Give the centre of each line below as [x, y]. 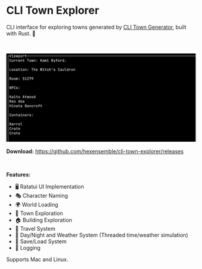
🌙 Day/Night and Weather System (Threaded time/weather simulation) [101, 235]
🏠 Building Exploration [43, 220]
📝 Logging [28, 248]
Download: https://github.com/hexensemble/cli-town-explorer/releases [95, 151]
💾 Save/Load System [41, 241]
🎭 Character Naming [41, 196]
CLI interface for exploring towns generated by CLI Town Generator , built [96, 27]
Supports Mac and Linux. [37, 259]
